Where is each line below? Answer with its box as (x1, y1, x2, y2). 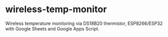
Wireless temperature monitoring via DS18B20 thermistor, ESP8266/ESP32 (5, 20, 163, 26)
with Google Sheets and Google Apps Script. (5, 25, 100, 31)
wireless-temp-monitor (5, 4, 107, 15)
